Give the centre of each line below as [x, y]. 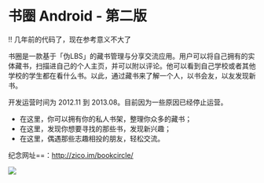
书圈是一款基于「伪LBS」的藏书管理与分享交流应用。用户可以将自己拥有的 [128, 56]
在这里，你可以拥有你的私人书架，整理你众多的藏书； [106, 119]
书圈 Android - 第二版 [78, 16]
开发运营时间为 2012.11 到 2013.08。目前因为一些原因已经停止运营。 [118, 102]
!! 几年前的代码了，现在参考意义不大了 [70, 39]
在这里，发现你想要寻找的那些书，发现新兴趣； [95, 128]
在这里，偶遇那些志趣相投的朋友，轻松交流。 [92, 138]
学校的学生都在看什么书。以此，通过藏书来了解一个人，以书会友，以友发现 [128, 75]
